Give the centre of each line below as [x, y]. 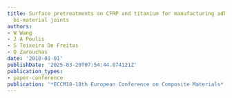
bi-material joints [41, 20]
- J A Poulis [26, 39]
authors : [20, 26]
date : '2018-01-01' [35, 59]
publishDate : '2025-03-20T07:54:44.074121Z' [72, 65]
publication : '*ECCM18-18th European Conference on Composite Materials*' [117, 84]
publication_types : [35, 71]
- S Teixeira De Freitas [43, 46]
